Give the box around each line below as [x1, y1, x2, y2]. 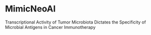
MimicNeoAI [5, 3, 56, 14]
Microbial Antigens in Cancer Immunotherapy [5, 24, 96, 30]
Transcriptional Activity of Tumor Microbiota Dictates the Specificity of [5, 19, 146, 25]
